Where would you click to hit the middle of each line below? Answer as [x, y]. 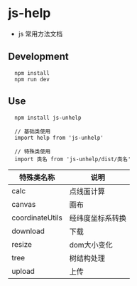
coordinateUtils [37, 218]
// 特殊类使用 [33, 151]
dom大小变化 [91, 245]
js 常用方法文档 [40, 34]
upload [23, 271]
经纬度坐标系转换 [98, 218]
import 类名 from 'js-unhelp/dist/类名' [73, 159]
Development [39, 57]
